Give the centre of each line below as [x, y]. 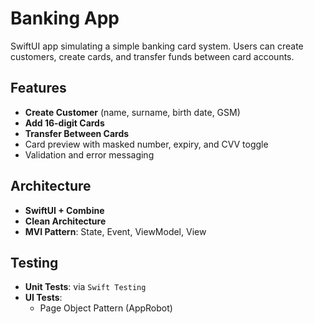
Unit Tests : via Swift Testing [85, 287]
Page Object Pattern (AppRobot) [106, 308]
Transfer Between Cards [77, 133]
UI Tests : [43, 298]
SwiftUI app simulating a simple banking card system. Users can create [157, 46]
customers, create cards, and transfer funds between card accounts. [152, 56]
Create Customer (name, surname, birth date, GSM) [132, 112]
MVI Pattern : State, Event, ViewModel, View [115, 231]
